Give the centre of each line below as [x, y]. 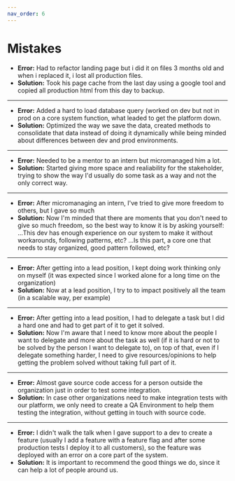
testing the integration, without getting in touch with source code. [112, 412]
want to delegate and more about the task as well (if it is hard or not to [119, 340]
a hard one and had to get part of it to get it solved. [91, 325]
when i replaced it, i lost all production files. [80, 75]
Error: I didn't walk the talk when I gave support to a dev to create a [115, 433]
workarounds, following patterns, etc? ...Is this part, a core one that [114, 240]
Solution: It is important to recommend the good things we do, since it [119, 462]
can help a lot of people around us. [68, 470]
